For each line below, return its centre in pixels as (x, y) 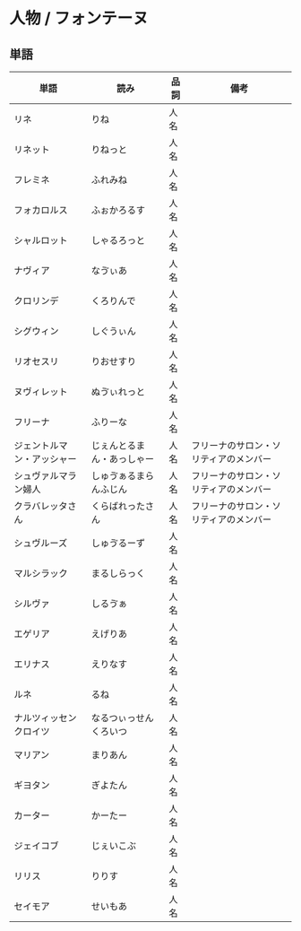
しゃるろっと (118, 240)
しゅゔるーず (118, 543)
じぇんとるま (118, 445)
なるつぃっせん (122, 718)
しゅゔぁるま (118, 476)
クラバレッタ (41, 506)
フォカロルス (41, 210)
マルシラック (41, 573)
